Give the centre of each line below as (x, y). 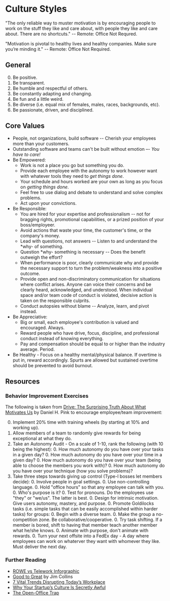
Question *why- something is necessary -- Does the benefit (83, 252)
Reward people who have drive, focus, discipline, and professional (90, 333)
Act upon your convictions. (48, 203)
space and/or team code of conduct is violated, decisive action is (88, 295)
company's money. (40, 235)
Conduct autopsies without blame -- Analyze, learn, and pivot (84, 306)
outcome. (30, 274)
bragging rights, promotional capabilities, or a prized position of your (92, 219)
